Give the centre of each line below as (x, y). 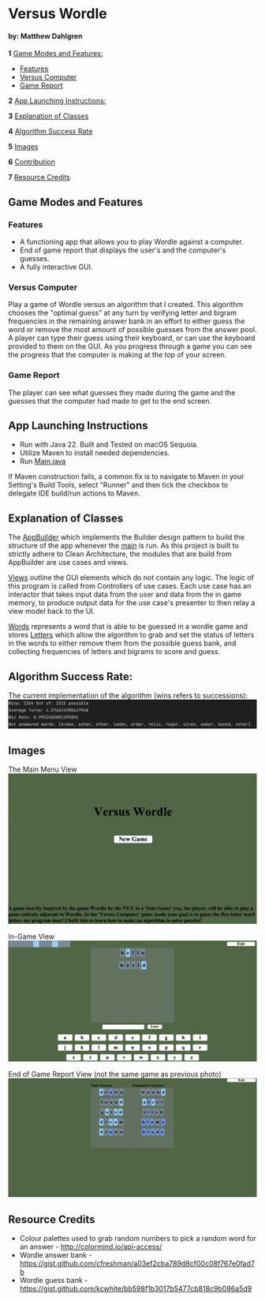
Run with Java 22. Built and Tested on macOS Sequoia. (109, 445)
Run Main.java (43, 462)
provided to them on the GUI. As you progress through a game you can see (130, 346)
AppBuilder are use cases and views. (68, 563)
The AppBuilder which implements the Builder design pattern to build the (126, 537)
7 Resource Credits (39, 178)
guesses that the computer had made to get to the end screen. (110, 401)
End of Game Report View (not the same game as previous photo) (115, 1074)
